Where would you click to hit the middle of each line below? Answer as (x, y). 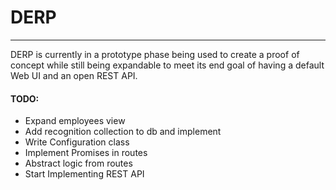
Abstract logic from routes (78, 163)
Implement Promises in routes (86, 153)
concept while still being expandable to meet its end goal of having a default (167, 65)
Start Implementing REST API (84, 174)
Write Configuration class (77, 142)
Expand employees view (75, 121)
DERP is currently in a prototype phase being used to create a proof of (155, 54)
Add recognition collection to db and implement (123, 132)
